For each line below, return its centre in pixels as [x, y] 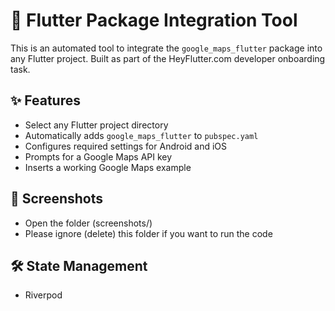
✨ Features [45, 100]
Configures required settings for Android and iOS [126, 146]
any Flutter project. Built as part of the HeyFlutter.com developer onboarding [168, 58]
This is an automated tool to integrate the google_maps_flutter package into [166, 48]
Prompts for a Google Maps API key [98, 156]
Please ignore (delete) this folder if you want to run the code [148, 233]
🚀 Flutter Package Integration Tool [154, 20]
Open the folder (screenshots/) [88, 223]
